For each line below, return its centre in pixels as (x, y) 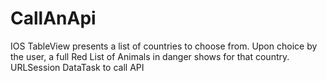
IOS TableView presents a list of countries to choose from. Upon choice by (164, 46)
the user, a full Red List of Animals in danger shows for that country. (150, 56)
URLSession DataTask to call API (77, 67)
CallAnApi (53, 18)
